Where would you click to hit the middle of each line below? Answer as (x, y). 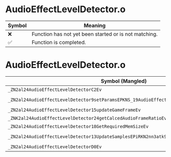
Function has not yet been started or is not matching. (94, 34)
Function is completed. (59, 42)
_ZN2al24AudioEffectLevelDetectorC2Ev (55, 89)
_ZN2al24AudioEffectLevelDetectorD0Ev (55, 147)
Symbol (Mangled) (124, 81)
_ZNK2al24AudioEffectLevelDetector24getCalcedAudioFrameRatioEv (87, 118)
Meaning (95, 25)
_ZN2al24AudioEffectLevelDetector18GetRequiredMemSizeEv (78, 126)
